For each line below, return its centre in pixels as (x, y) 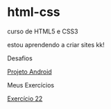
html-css (34, 12)
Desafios (20, 58)
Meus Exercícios (31, 85)
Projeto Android (29, 72)
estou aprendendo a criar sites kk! (56, 44)
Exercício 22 (25, 99)
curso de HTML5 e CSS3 (43, 31)
